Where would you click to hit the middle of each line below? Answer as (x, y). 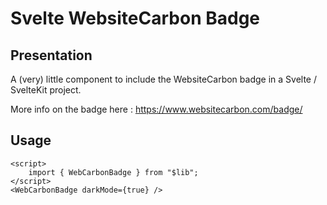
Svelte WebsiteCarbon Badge (135, 18)
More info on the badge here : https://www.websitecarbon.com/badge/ (156, 109)
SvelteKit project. (46, 90)
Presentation (51, 55)
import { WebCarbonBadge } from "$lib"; (113, 172)
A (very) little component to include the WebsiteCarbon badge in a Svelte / (163, 79)
